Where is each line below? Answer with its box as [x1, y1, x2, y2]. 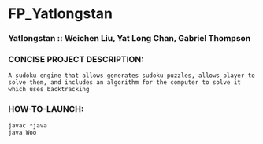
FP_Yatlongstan [8, 5, 113, 23]
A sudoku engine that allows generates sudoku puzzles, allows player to [8, 72, 256, 79]
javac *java [8, 121, 47, 130]
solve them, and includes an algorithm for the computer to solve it [8, 79, 242, 87]
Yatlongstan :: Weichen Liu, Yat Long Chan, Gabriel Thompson [8, 33, 251, 44]
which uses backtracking [8, 86, 90, 94]
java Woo [8, 128, 37, 136]
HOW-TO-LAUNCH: [8, 104, 84, 115]
